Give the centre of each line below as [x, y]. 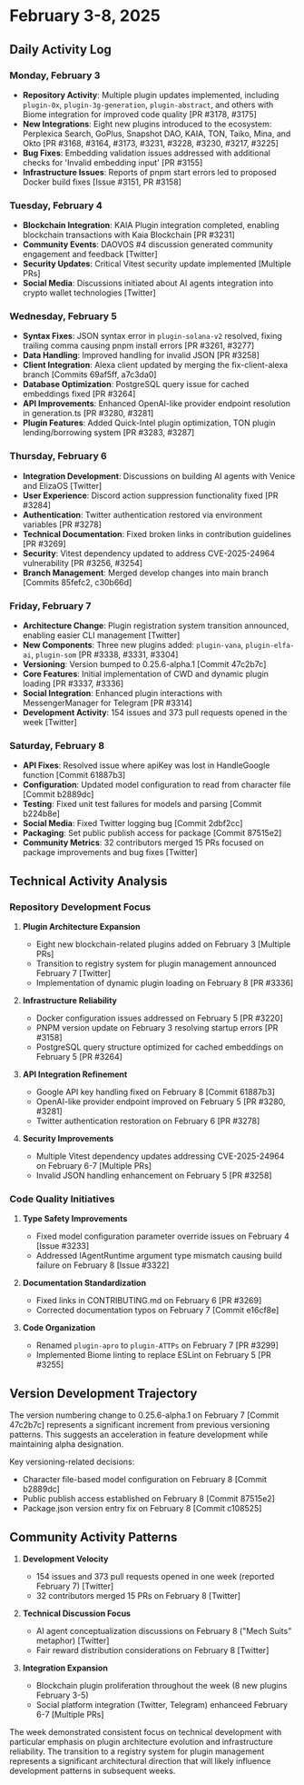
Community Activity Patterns [93, 1537]
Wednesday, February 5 [64, 316]
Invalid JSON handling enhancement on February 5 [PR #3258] [154, 1176]
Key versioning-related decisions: [72, 1462]
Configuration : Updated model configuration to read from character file [157, 785]
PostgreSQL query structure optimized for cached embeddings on [160, 1047]
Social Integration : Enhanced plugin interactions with [122, 693]
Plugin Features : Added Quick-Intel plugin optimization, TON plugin [149, 423]
